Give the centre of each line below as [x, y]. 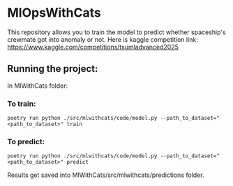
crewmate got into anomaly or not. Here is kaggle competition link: [103, 39]
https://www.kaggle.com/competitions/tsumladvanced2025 [93, 47]
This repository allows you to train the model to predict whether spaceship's [116, 32]
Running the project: [53, 69]
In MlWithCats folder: [38, 86]
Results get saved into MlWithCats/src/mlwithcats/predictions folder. [106, 175]
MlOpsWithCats [54, 13]
